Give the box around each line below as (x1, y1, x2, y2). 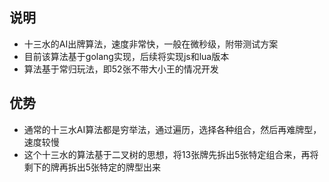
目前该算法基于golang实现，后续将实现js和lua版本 (23, 50, 230, 62)
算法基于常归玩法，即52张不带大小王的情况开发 (23, 63, 219, 75)
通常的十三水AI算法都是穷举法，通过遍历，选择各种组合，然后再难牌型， (23, 123, 322, 135)
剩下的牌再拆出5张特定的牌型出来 (23, 161, 162, 173)
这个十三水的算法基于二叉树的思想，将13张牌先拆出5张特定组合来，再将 (23, 148, 319, 160)
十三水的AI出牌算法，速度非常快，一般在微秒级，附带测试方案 (23, 38, 279, 50)
